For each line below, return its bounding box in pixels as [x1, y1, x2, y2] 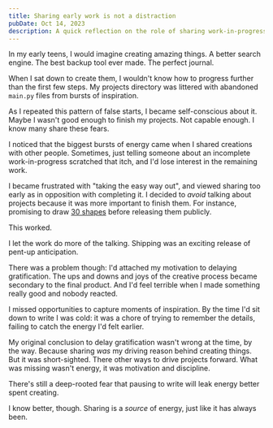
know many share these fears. [8, 123, 110, 134]
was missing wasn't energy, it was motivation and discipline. [8, 363, 211, 374]
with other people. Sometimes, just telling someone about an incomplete [8, 148, 250, 158]
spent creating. [8, 387, 59, 398]
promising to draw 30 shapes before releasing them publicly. [8, 207, 212, 217]
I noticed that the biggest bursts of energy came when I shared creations [8, 140, 253, 149]
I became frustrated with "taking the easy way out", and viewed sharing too [8, 181, 262, 191]
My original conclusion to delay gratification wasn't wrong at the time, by [8, 338, 253, 348]
